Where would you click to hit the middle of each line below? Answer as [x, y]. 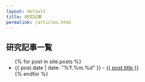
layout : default [26, 11]
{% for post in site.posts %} [48, 62]
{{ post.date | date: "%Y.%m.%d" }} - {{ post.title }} [77, 68]
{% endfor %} [31, 74]
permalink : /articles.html [39, 22]
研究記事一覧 [29, 47]
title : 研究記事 [24, 17]
